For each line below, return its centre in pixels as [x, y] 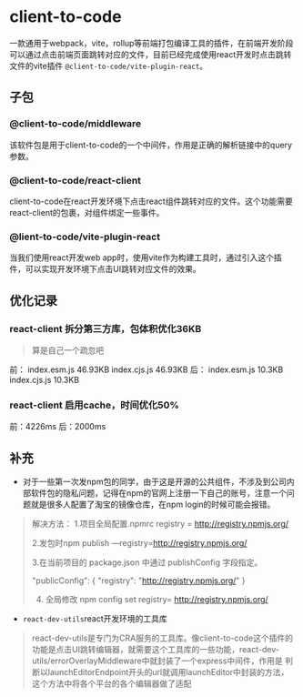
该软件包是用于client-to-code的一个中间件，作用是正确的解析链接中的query [151, 145]
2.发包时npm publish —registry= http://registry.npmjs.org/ [139, 543]
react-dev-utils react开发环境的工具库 [95, 619]
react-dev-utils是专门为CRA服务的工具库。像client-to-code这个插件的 [162, 638]
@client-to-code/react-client [76, 180]
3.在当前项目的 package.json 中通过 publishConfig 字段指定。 [147, 562]
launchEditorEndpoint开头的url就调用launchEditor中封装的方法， [168, 672]
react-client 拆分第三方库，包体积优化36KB [106, 328]
